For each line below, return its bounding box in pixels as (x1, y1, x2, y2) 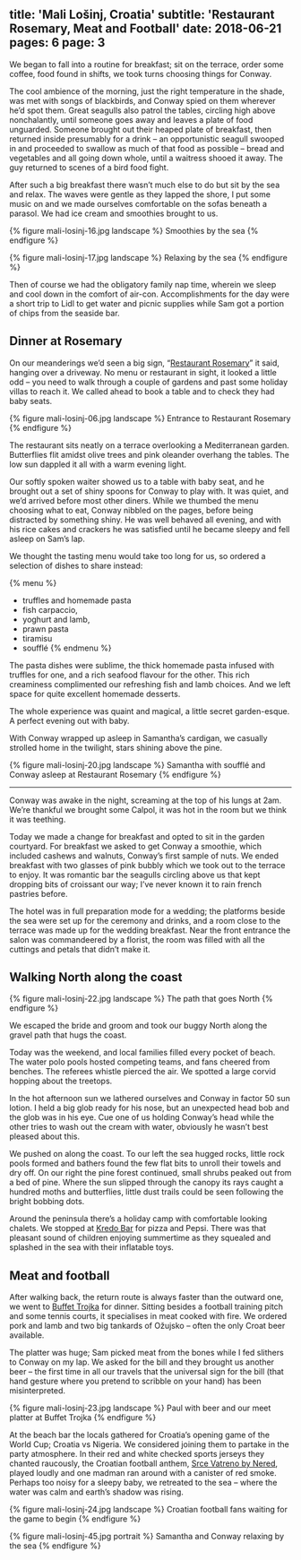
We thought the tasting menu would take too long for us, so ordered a (9, 550, 266, 561)
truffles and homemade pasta (21, 595, 132, 606)
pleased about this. (9, 1131, 81, 1142)
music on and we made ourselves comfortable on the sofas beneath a (9, 198, 267, 209)
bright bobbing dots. (9, 1196, 85, 1207)
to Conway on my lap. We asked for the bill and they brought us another (9, 1357, 275, 1367)
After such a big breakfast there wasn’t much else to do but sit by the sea (9, 179, 280, 190)
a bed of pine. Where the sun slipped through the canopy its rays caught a (9, 1177, 284, 1188)
